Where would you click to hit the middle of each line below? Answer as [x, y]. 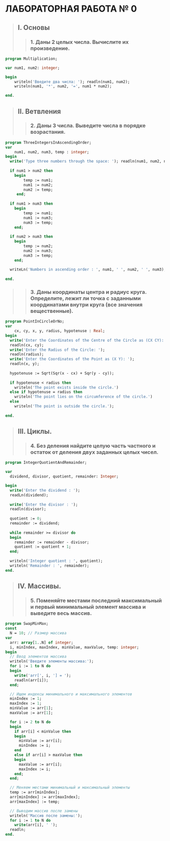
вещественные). [52, 311]
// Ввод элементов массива [38, 657]
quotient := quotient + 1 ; [43, 547]
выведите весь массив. [61, 613]
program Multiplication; [31, 59]
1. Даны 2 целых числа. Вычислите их [79, 42]
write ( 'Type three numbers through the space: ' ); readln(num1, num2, [86, 162]
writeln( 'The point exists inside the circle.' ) [67, 387]
